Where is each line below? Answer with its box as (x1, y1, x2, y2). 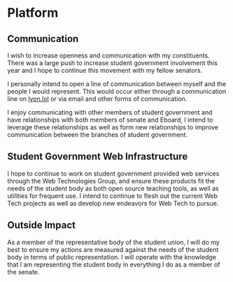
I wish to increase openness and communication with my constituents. (7, 51, 210, 59)
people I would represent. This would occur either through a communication (7, 87, 227, 95)
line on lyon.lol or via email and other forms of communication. (7, 94, 188, 103)
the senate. (7, 267, 40, 276)
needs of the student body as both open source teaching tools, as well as (7, 184, 219, 192)
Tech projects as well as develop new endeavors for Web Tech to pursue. (7, 199, 219, 207)
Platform (7, 5, 59, 21)
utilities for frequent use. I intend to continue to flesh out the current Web (7, 191, 218, 200)
